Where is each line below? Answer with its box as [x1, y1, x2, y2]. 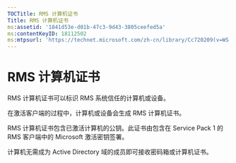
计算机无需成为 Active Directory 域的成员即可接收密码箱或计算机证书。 [7, 147, 213, 156]
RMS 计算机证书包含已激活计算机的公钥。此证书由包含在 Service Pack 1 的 [7, 124, 224, 133]
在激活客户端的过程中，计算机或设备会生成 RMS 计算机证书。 [7, 109, 186, 117]
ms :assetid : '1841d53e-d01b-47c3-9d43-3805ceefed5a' [7, 23, 166, 30]
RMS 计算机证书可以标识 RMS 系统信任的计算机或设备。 [7, 94, 170, 102]
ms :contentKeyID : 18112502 [7, 30, 87, 37]
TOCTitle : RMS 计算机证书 [7, 10, 78, 18]
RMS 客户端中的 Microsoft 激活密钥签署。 [7, 133, 129, 141]
